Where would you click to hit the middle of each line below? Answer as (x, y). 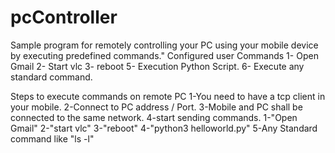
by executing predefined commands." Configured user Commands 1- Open (164, 55)
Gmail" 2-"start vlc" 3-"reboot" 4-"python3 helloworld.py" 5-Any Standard (164, 128)
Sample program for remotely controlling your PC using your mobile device (164, 45)
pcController (64, 17)
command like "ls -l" (52, 138)
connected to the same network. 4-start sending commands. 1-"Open (154, 117)
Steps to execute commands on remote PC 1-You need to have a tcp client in (168, 96)
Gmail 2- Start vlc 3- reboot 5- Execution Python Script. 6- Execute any (157, 66)
